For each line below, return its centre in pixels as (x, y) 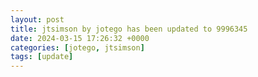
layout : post (37, 19)
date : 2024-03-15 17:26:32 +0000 (80, 38)
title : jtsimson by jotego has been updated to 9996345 (129, 29)
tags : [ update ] (42, 57)
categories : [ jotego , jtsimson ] (77, 47)
